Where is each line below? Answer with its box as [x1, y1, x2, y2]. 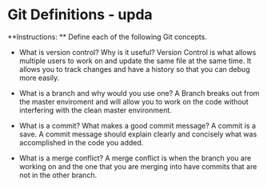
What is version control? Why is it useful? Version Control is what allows [18, 47, 257, 57]
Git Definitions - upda [7, 6, 153, 24]
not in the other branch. [18, 170, 98, 180]
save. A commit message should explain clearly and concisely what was [18, 129, 257, 139]
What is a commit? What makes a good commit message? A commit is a [18, 121, 257, 130]
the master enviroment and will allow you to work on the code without [18, 97, 249, 106]
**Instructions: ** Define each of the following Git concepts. [7, 32, 207, 42]
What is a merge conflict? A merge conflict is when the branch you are [18, 153, 252, 163]
